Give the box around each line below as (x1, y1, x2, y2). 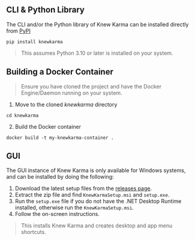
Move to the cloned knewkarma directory (14, 100, 118, 108)
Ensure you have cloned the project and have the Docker (20, 82, 162, 90)
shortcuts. (20, 229, 46, 236)
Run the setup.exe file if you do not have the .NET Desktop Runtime (14, 198, 182, 205)
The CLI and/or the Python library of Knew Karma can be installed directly (6, 20, 189, 28)
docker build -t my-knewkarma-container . (6, 135, 114, 141)
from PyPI (6, 27, 31, 34)
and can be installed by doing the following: (6, 173, 114, 180)
